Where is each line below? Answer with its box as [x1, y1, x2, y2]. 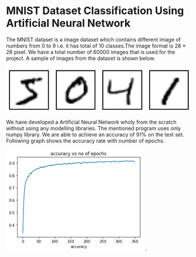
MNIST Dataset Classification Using [6, 4, 184, 18]
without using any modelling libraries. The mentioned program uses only [6, 124, 181, 131]
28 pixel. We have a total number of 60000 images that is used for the [6, 48, 175, 55]
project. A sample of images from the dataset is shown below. [6, 55, 156, 62]
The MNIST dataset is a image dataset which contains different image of [6, 36, 181, 43]
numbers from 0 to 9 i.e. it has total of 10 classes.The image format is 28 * [6, 42, 186, 49]
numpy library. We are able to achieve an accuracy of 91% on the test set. [6, 131, 184, 138]
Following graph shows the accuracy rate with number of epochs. [6, 137, 165, 144]
